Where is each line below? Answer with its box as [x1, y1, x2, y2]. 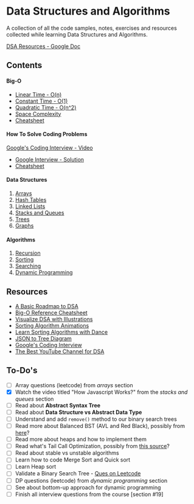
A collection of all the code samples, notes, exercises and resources [6, 24, 178, 32]
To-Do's [6, 365, 38, 376]
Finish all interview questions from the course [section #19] [15, 491, 164, 498]
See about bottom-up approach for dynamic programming [15, 483, 161, 491]
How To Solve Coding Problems [6, 131, 88, 138]
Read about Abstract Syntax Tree [15, 401, 101, 409]
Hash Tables [15, 196, 47, 203]
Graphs [15, 222, 34, 229]
